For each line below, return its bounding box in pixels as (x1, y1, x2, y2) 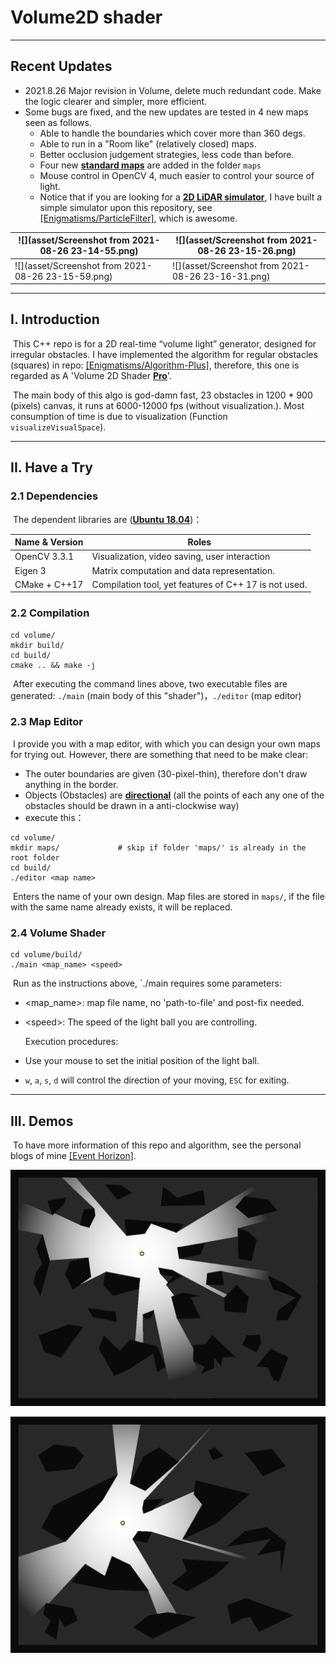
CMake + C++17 (14, 578, 84, 590)
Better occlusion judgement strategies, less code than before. (39, 148, 295, 160)
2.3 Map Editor (10, 715, 83, 729)
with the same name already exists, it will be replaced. (10, 901, 233, 913)
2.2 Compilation (10, 606, 90, 620)
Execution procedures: (24, 1036, 119, 1048)
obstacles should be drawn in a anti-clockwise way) (24, 799, 240, 811)
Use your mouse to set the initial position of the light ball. (24, 1055, 260, 1067)
